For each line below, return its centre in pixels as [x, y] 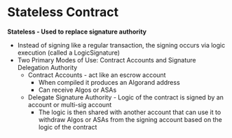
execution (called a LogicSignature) [69, 53]
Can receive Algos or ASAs [77, 90]
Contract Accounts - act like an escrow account [97, 75]
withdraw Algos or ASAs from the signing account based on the [130, 119]
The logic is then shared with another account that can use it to [130, 112]
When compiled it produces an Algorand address [109, 82]
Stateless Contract [63, 12]
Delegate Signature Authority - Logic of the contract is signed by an [126, 97]
